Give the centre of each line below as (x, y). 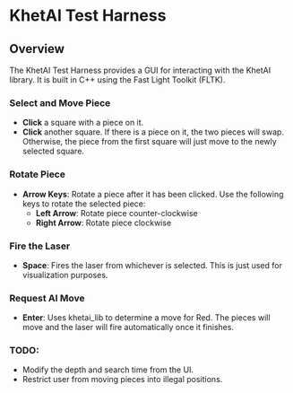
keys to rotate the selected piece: (84, 204)
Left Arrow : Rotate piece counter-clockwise (117, 213)
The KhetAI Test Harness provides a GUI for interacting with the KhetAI (140, 70)
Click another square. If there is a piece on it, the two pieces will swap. (153, 132)
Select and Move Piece (60, 102)
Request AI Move (47, 298)
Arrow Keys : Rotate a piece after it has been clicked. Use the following (153, 194)
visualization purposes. (65, 275)
